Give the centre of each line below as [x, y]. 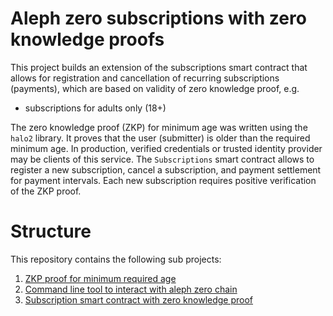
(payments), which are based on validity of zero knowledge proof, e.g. [155, 88]
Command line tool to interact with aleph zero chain [131, 289]
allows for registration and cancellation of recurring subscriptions [145, 78]
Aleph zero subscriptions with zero [158, 18]
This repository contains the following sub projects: [116, 259]
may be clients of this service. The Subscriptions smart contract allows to [162, 159]
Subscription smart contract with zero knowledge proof [139, 299]
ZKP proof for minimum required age [100, 278]
